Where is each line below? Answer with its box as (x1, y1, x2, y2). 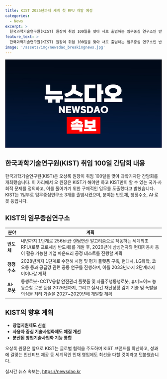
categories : (5, 13, 30, 18)
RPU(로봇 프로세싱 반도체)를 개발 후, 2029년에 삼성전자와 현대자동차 (20, 244, 154, 250)
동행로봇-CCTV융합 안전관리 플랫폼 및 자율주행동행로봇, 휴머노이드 (20, 278, 152, 284)
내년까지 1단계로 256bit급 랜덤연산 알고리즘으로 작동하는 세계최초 (20, 237, 149, 244)
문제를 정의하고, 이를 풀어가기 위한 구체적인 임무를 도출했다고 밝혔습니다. (14, 186, 155, 191)
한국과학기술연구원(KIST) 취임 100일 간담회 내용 (5, 159, 146, 167)
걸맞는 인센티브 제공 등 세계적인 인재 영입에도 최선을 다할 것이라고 (10, 352, 138, 358)
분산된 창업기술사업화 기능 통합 (12, 335, 72, 341)
